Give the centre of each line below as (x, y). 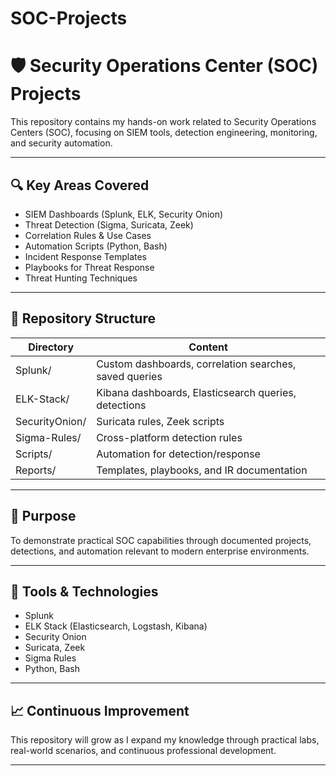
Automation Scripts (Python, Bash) (96, 246)
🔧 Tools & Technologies (84, 591)
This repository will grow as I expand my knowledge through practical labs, (165, 740)
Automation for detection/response (178, 454)
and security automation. (61, 143)
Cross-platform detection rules (169, 437)
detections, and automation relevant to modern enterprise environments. (160, 551)
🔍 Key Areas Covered (80, 185)
